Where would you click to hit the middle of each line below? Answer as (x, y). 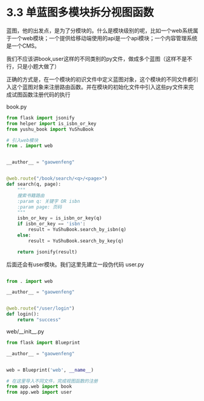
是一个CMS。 (23, 46)
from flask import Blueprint (43, 342)
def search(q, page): (34, 184)
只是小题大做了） (38, 66)
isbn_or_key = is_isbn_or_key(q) (60, 218)
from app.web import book (39, 387)
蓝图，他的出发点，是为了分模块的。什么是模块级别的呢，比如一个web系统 (100, 30)
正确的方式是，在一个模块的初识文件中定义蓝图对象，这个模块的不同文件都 (100, 79)
